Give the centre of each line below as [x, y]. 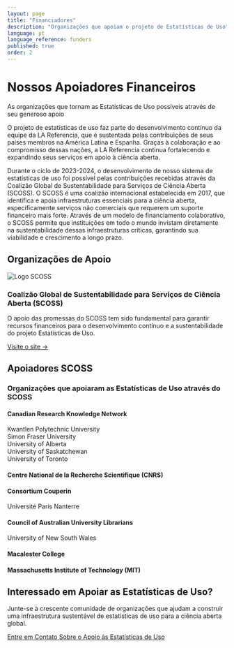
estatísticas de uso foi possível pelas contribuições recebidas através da [111, 178]
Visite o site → [28, 346]
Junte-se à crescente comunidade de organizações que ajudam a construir [115, 609]
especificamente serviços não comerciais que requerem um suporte [105, 207]
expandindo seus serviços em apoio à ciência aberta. [84, 157]
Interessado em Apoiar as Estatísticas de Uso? [110, 592]
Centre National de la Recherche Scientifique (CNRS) [85, 475]
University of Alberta [37, 444]
